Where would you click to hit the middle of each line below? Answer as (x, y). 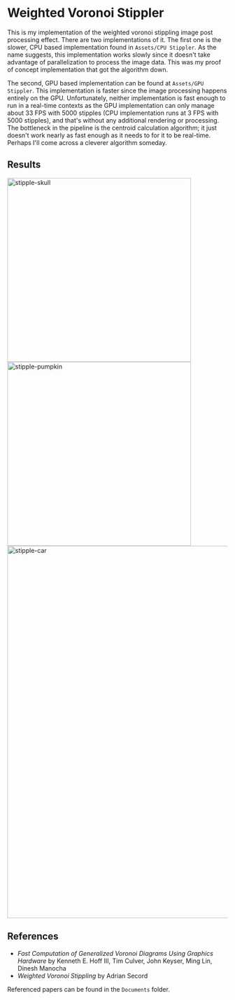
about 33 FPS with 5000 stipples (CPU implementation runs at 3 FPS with (113, 113)
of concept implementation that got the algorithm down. (88, 69)
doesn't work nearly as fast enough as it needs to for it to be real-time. (109, 135)
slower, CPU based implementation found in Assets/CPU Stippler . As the (112, 47)
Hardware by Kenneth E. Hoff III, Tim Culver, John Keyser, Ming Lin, (115, 961)
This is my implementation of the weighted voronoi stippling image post (110, 32)
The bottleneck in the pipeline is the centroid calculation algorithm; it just (112, 128)
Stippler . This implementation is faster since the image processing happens (117, 90)
